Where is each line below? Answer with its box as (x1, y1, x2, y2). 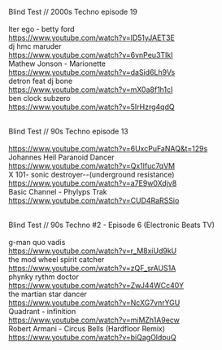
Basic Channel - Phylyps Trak (8, 187, 107, 196)
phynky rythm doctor (8, 272, 79, 282)
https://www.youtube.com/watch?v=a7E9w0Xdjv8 (8, 178, 177, 188)
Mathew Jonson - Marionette (8, 59, 107, 68)
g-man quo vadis (8, 238, 66, 247)
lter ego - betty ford (8, 24, 75, 33)
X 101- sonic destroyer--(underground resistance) (8, 170, 175, 179)
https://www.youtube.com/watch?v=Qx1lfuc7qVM (8, 161, 176, 170)
